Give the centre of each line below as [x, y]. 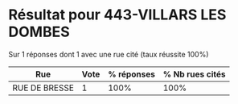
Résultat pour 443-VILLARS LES [117, 15]
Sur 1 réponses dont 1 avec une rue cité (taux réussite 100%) [109, 54]
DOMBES [39, 32]
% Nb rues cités [194, 74]
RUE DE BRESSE [43, 88]
